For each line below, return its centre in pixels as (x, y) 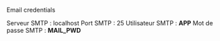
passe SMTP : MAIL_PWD (44, 30)
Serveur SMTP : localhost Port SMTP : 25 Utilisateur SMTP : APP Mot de (110, 23)
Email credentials (31, 10)
